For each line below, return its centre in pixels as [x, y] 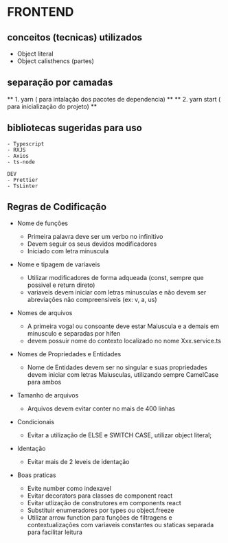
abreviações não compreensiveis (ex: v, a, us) [92, 300]
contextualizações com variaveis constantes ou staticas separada [121, 525]
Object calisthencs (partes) [56, 61]
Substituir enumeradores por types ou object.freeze [101, 510]
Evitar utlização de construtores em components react [104, 503]
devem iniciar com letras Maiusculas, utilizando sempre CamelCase [123, 375]
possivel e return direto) [61, 285]
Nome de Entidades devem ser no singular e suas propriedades [117, 367]
